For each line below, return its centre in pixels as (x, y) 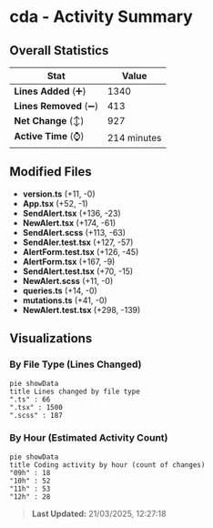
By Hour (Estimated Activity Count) (89, 438)
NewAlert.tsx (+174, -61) (69, 223)
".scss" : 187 (36, 415)
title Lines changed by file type (75, 391)
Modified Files (51, 172)
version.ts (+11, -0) (59, 194)
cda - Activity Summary (101, 17)
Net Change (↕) (49, 121)
